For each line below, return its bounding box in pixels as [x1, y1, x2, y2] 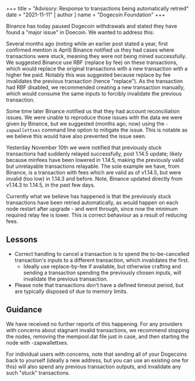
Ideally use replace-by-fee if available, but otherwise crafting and [23, 262, 182, 269]
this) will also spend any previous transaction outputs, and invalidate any [6, 363, 182, 370]
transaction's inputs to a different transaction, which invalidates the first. [14, 257, 189, 264]
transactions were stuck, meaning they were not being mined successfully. [6, 53, 187, 59]
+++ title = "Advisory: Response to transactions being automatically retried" [6, 5, 189, 12]
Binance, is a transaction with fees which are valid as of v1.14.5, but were [6, 169, 182, 176]
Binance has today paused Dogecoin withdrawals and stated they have [6, 23, 177, 29]
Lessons [6, 235, 38, 245]
